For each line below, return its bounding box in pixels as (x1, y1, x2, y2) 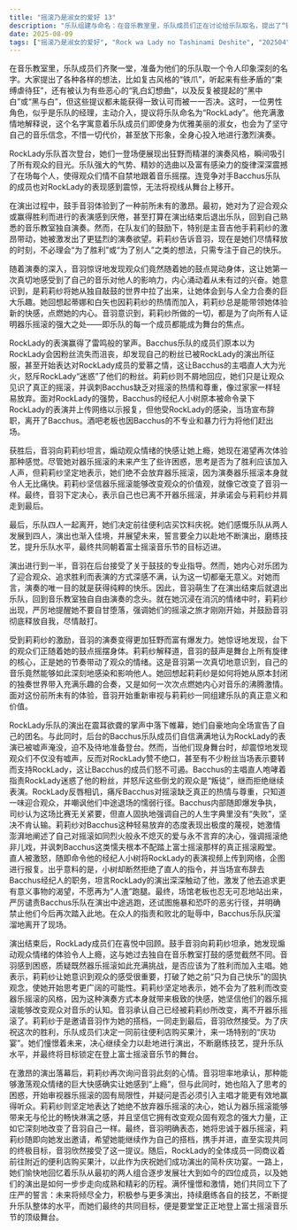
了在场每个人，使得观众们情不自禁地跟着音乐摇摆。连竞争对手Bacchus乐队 (9, 170, 281, 182)
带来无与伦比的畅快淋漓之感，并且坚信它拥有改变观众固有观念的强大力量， (9, 1112, 280, 1123)
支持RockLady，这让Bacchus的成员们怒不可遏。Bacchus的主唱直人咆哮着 (16, 764, 287, 775)
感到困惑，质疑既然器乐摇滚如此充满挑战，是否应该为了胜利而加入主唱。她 (16, 961, 288, 971)
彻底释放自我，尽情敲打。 (9, 616, 103, 627)
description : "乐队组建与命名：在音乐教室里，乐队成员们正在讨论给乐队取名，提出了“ (9, 21, 286, 30)
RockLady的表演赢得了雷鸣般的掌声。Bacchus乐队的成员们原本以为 (9, 338, 255, 348)
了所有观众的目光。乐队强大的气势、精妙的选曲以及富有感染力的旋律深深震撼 (9, 160, 288, 170)
